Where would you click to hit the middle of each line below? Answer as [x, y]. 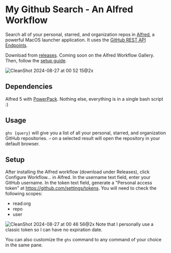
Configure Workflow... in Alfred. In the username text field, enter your [78, 177]
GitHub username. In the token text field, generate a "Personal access [79, 183]
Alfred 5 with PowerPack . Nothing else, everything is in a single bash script [84, 99]
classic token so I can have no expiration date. [54, 230]
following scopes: [24, 194]
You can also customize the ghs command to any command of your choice [83, 240]
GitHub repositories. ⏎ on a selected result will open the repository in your [83, 138]
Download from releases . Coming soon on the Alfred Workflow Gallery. [80, 55]
